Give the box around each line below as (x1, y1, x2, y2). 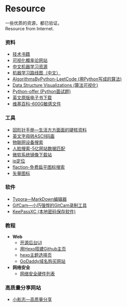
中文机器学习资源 (12, 64, 48, 70)
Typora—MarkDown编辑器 (12, 196, 67, 202)
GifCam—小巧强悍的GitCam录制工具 (12, 202, 87, 208)
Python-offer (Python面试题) (12, 88, 71, 94)
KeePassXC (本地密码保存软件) (12, 208, 76, 214)
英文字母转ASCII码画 (12, 133, 55, 139)
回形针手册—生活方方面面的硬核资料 (12, 127, 87, 133)
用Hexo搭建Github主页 (19, 246, 66, 252)
